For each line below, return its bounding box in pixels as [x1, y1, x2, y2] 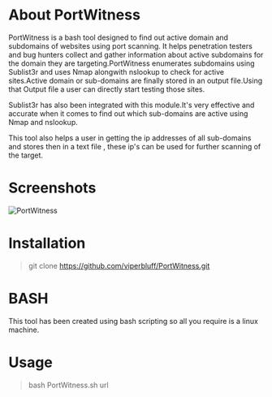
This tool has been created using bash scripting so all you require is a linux [8, 316, 258, 326]
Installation [8, 234, 86, 252]
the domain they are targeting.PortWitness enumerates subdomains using [8, 58, 255, 68]
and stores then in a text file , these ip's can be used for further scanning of [8, 141, 261, 151]
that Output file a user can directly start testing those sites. [8, 84, 205, 94]
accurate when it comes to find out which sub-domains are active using [8, 108, 248, 119]
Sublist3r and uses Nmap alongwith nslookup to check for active [8, 67, 225, 76]
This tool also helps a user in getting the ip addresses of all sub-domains [8, 132, 252, 143]
